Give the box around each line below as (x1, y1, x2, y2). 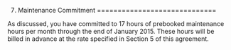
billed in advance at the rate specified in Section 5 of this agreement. (7, 35, 210, 43)
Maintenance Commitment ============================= (17, 6, 217, 14)
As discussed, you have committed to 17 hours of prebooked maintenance (7, 20, 225, 27)
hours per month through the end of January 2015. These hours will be (7, 27, 215, 35)
